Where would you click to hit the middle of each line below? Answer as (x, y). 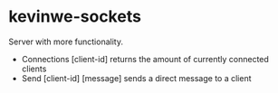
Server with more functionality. (66, 42)
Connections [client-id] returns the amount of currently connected (145, 59)
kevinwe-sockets (75, 17)
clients (34, 69)
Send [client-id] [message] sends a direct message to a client (136, 78)
